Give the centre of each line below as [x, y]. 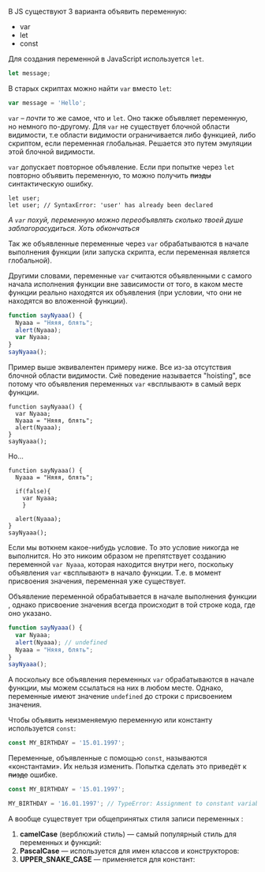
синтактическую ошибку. [51, 183]
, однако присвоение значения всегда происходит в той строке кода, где [132, 605]
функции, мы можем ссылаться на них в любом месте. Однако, [116, 688]
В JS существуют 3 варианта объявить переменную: [97, 11]
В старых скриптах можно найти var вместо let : [90, 88]
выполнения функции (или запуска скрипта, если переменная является [129, 251]
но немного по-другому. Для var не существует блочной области [119, 126]
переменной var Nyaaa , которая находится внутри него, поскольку [121, 564]
